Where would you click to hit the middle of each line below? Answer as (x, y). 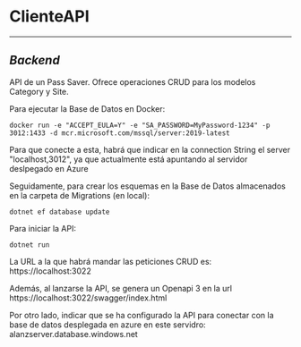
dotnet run (30, 245)
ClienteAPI (49, 17)
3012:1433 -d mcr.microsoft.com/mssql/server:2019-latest (120, 133)
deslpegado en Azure (49, 168)
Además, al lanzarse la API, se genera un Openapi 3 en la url (121, 288)
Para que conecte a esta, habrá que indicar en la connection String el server (150, 149)
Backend (34, 60)
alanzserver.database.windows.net (74, 334)
